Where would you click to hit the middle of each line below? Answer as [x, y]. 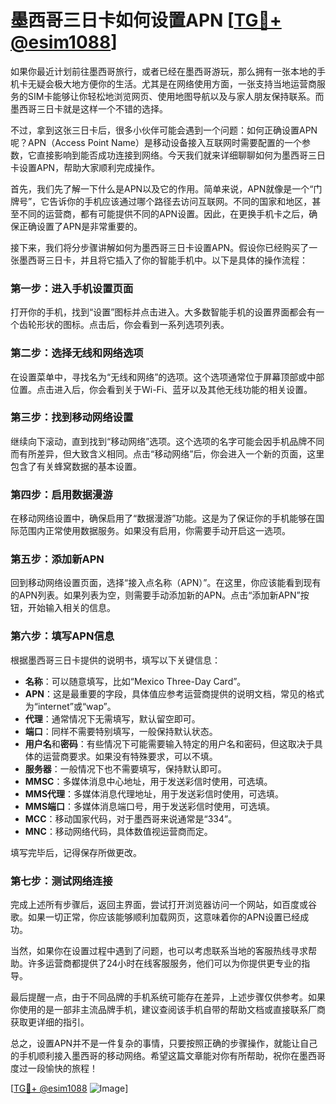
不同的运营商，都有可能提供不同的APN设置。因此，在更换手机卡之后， [164, 213]
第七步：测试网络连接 [61, 881]
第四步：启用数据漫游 [61, 494]
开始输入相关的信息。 [71, 608]
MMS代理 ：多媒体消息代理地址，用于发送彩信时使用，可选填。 [154, 793]
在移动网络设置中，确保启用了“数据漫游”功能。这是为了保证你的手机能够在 [163, 518]
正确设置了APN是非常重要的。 [80, 226]
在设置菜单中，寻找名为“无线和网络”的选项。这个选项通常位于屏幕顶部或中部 [167, 377]
